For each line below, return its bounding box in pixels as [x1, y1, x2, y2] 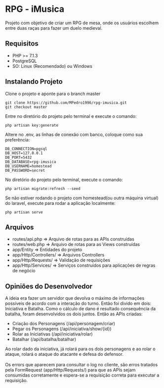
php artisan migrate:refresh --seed [5, 186, 81, 191]
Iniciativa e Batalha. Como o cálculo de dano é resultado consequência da [5, 306, 156, 312]
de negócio [12, 268, 36, 274]
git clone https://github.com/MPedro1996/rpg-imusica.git [5, 100, 127, 105]
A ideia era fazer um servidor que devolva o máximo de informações [5, 295, 145, 301]
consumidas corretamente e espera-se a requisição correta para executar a [5, 372, 160, 378]
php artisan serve [5, 209, 43, 215]
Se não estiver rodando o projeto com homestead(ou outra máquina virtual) [5, 194, 159, 201]
